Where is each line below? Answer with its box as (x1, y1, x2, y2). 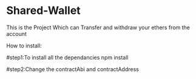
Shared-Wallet (6, 4, 81, 18)
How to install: (6, 42, 42, 49)
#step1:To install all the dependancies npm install (6, 53, 129, 61)
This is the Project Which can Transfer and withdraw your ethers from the (6, 24, 190, 31)
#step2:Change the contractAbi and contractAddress (6, 65, 140, 73)
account (6, 30, 27, 37)
